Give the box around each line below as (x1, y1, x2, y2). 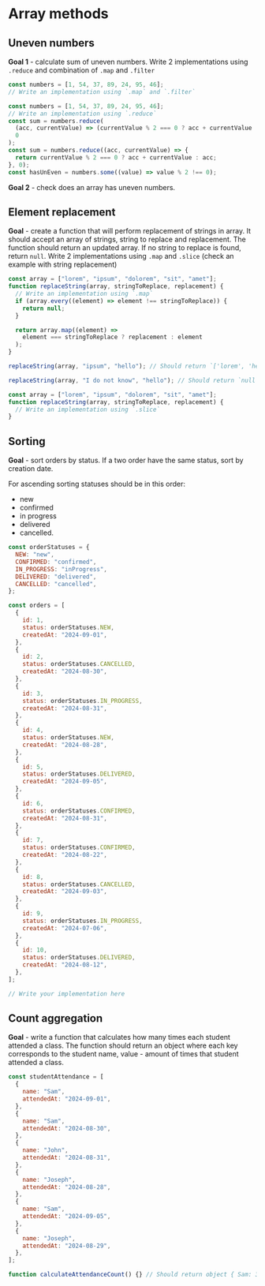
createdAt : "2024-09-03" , (22, 888, 108, 895)
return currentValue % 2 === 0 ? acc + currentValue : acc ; (15, 153, 217, 162)
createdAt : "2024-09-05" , (22, 778, 108, 786)
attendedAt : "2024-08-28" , (22, 1183, 111, 1191)
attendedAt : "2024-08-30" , (22, 1124, 111, 1132)
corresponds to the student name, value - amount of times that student (8, 1049, 239, 1059)
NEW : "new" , (15, 551, 55, 559)
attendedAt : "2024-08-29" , (22, 1242, 111, 1250)
